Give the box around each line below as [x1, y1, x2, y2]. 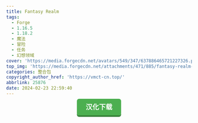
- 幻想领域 [11, 52, 35, 58]
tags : [6, 14, 19, 20]
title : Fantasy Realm [6, 8, 60, 15]
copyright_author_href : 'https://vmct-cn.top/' [6, 74, 126, 80]
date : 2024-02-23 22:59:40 [6, 85, 72, 91]
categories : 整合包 [6, 69, 51, 75]
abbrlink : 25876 [6, 80, 46, 86]
